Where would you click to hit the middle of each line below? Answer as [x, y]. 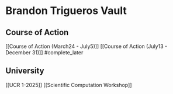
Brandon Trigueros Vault [66, 11]
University [25, 71]
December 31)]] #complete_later [44, 53]
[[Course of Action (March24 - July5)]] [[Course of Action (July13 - [86, 46]
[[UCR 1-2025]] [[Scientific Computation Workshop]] [69, 85]
